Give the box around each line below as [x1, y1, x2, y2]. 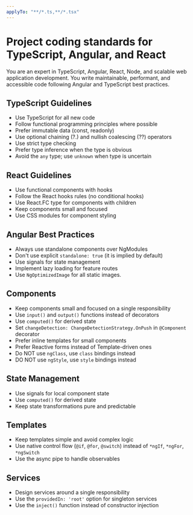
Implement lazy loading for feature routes [14, 265, 118, 272]
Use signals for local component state [14, 389, 110, 397]
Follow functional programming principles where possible [14, 120, 158, 128]
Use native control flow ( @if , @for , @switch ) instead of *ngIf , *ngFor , [14, 442, 184, 450]
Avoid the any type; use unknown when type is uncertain [14, 152, 152, 160]
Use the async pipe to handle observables [14, 455, 121, 462]
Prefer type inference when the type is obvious [14, 146, 132, 154]
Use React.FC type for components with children [14, 199, 137, 206]
